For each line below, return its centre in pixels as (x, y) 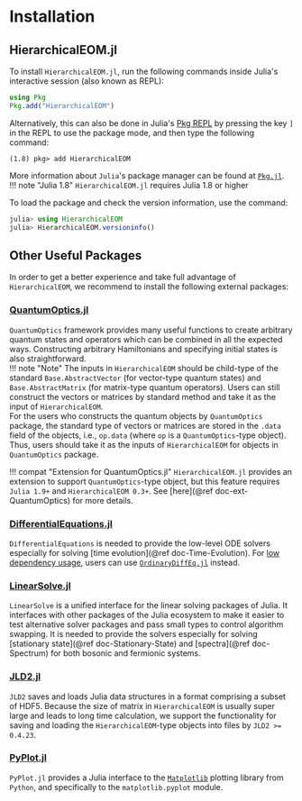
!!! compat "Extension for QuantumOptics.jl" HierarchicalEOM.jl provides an (151, 471)
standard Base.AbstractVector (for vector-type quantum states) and (135, 378)
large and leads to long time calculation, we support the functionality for (143, 715)
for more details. (102, 500)
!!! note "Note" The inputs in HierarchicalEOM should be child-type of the (144, 368)
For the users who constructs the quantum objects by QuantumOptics (136, 415)
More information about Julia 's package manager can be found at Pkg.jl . (147, 175)
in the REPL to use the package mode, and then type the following (132, 132)
